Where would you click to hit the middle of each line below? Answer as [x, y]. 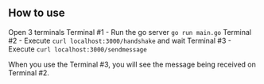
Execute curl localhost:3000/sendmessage [78, 49]
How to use [37, 13]
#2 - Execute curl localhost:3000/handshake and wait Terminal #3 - [120, 40]
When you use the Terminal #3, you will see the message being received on [132, 64]
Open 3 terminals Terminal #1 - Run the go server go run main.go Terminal [130, 32]
